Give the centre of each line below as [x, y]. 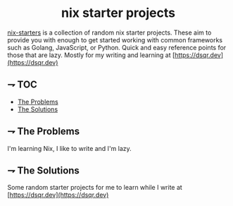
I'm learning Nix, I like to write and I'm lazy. [69, 148]
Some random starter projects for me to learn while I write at [95, 188]
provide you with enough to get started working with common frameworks [115, 40]
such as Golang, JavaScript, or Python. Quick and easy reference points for [117, 47]
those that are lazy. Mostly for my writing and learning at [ [91, 55]
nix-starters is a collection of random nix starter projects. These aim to [109, 32]
